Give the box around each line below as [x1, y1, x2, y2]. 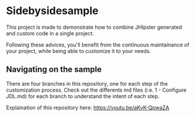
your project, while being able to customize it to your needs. [6, 47, 152, 54]
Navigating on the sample [6, 65, 102, 75]
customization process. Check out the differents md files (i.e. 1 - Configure [6, 86, 187, 93]
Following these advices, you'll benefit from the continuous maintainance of [6, 41, 190, 48]
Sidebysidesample [6, 4, 99, 18]
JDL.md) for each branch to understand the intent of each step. [6, 92, 160, 99]
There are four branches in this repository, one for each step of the [6, 80, 169, 87]
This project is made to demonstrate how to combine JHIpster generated [6, 24, 182, 31]
